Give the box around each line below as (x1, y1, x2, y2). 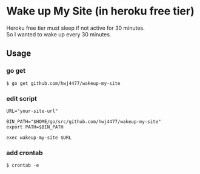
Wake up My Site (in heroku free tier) (6, 4, 195, 18)
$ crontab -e (6, 162, 39, 169)
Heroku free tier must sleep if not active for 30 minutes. (6, 24, 145, 32)
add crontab (6, 149, 43, 157)
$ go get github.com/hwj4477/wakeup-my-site (6, 80, 121, 86)
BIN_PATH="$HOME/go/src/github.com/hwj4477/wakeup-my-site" (6, 118, 162, 125)
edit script (6, 94, 38, 102)
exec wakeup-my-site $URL (6, 135, 72, 141)
